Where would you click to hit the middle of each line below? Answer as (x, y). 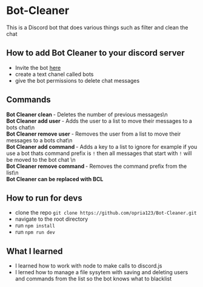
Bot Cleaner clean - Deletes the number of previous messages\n (87, 114)
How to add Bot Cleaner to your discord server (95, 53)
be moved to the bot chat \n (41, 159)
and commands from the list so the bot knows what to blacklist (93, 279)
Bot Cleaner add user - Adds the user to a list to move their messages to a (99, 121)
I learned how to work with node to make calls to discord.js (88, 266)
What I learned (35, 251)
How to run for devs (45, 198)
